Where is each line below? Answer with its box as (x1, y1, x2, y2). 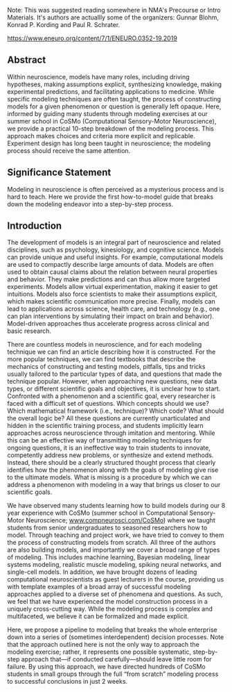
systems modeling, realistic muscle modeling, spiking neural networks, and (7, 561, 222, 569)
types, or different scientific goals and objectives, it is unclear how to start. (7, 385, 221, 393)
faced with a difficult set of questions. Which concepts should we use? (7, 399, 209, 408)
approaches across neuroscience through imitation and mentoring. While (7, 429, 215, 437)
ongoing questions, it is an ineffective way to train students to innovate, (7, 444, 211, 452)
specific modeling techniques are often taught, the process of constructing (7, 94, 222, 103)
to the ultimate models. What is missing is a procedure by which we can (7, 473, 212, 481)
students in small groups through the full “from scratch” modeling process (7, 670, 219, 678)
